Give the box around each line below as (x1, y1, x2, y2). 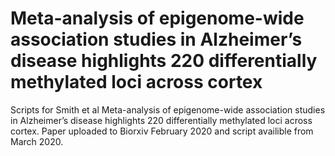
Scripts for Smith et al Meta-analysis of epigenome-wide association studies (10, 103, 326, 116)
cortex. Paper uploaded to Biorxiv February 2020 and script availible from (10, 125, 314, 137)
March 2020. (10, 135, 64, 147)
